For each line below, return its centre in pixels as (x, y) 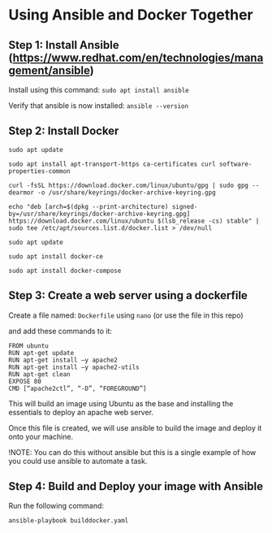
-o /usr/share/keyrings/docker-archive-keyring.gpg (127, 193)
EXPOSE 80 (25, 381)
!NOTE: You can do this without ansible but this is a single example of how (132, 452)
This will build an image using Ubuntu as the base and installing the (121, 403)
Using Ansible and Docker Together (131, 15)
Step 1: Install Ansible (64, 45)
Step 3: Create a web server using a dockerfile (128, 295)
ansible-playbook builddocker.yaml (69, 521)
